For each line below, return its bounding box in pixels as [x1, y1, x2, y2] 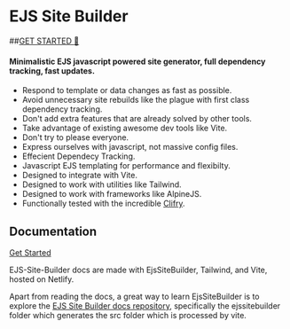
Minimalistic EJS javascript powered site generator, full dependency [9, 56, 266, 67]
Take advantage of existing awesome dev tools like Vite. [21, 122, 228, 134]
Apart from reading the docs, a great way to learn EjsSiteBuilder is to [9, 291, 260, 302]
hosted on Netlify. [9, 273, 74, 285]
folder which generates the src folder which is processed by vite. [9, 309, 247, 320]
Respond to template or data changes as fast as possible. [21, 85, 232, 96]
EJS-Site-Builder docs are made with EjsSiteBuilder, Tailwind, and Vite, [9, 264, 268, 275]
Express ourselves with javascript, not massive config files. [21, 142, 239, 153]
